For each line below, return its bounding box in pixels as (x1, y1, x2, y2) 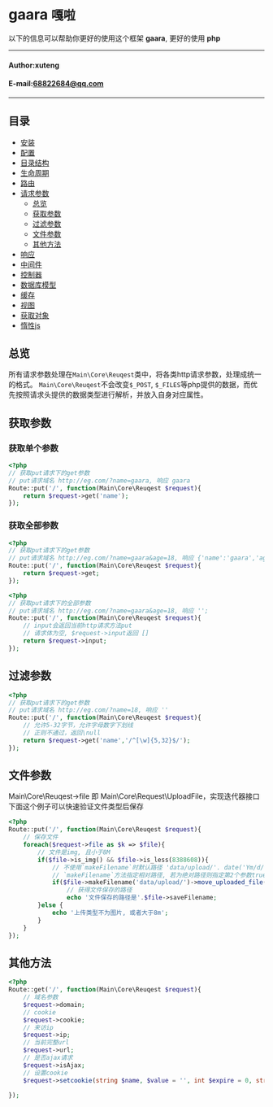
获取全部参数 (8, 520, 59, 531)
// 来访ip (23, 1023, 54, 1031)
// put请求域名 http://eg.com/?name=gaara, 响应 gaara (8, 477, 191, 485)
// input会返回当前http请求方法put (23, 621, 132, 630)
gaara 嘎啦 (8, 6, 76, 24)
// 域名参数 (23, 993, 58, 1001)
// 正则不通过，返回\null (23, 729, 102, 737)
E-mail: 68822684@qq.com (8, 79, 104, 89)
